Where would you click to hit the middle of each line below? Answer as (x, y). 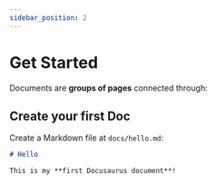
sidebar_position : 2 (49, 18)
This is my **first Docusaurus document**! (93, 171)
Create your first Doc (70, 116)
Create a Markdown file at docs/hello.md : (87, 138)
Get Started (54, 62)
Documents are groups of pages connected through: (108, 88)
